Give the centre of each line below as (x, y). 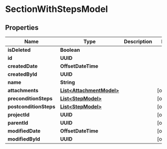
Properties (22, 28)
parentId (18, 123)
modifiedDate (24, 131)
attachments (23, 90)
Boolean (70, 50)
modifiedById (24, 139)
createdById (22, 74)
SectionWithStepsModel (57, 9)
